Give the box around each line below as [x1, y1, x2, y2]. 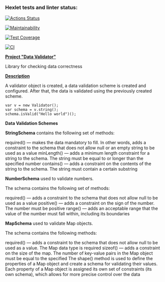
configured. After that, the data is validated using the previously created [5, 88, 152, 94]
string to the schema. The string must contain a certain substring [5, 166, 138, 172]
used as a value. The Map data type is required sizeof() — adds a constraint [5, 245, 160, 251]
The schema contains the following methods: [5, 230, 97, 236]
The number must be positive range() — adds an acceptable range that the [5, 205, 158, 211]
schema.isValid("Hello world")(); [5, 111, 77, 117]
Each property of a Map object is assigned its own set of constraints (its [5, 266, 152, 272]
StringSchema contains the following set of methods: [5, 130, 115, 136]
